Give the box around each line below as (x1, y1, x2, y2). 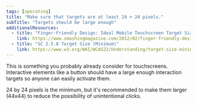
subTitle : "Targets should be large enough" (6, 19, 117, 25)
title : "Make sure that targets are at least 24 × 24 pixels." (6, 14, 164, 20)
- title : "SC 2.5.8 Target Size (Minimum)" (11, 41, 119, 47)
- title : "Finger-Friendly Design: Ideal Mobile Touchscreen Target (11, 30, 182, 36)
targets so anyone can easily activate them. (6, 75, 111, 82)
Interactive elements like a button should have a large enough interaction (6, 68, 182, 76)
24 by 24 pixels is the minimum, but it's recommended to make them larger (6, 86, 188, 93)
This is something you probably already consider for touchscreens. (6, 62, 168, 69)
